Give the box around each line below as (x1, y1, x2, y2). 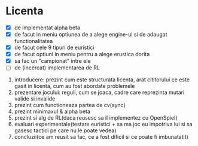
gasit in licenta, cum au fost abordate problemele (14, 83, 135, 90)
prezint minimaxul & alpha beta (14, 108, 91, 115)
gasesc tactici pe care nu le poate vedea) (14, 127, 117, 134)
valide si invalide (14, 95, 56, 102)
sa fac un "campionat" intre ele (14, 57, 91, 65)
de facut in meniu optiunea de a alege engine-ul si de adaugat (14, 31, 168, 38)
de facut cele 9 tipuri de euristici (14, 44, 95, 51)
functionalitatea (14, 38, 53, 45)
